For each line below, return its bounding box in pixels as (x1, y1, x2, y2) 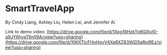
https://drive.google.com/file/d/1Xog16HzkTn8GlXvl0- (48, 28, 158, 34)
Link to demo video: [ (5, 28, 49, 34)
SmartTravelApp (5, 3, 75, 14)
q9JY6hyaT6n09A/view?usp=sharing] (5, 34, 83, 40)
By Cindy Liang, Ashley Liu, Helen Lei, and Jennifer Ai (5, 19, 115, 25)
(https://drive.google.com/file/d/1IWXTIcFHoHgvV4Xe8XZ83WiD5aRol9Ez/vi (5, 39, 162, 45)
